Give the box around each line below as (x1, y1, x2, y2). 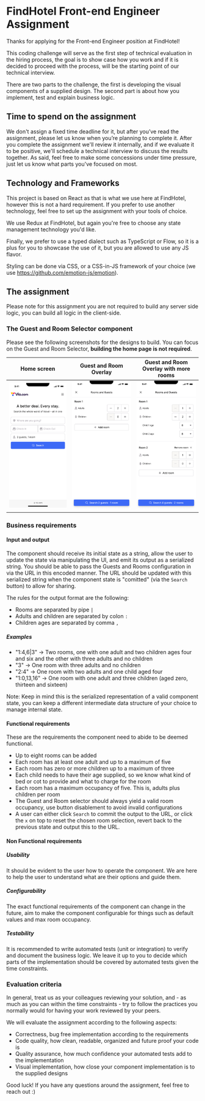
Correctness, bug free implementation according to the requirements (15, 1030, 189, 1038)
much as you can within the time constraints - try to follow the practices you (6, 1000, 198, 1007)
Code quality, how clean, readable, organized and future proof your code (15, 1037, 199, 1044)
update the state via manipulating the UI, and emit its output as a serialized (6, 556, 194, 564)
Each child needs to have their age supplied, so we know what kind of (15, 771, 191, 778)
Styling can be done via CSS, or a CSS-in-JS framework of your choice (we (6, 262, 196, 270)
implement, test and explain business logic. (6, 94, 115, 101)
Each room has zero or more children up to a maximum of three (15, 765, 175, 772)
